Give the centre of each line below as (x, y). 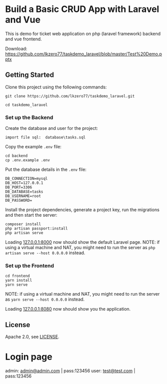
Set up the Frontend (30, 266)
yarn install (19, 281)
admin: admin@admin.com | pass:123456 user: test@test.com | (70, 371)
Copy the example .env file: (33, 147)
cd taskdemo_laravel (27, 105)
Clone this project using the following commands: (56, 87)
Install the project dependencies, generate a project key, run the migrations (82, 210)
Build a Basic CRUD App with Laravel (82, 9)
